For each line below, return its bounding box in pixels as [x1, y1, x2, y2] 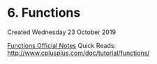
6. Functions [7, 5, 81, 21]
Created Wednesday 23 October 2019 [7, 28, 117, 36]
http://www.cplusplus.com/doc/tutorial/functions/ [7, 49, 150, 57]
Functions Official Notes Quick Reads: [7, 41, 117, 49]
